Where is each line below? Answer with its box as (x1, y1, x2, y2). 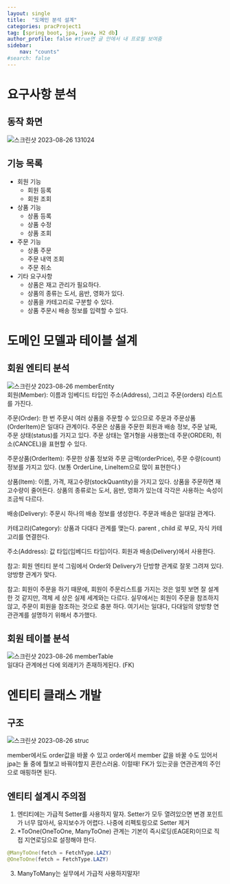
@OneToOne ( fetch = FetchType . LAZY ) (7, 856, 109, 863)
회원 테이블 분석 (7, 632, 70, 644)
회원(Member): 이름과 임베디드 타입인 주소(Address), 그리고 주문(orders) (7, 390, 205, 399)
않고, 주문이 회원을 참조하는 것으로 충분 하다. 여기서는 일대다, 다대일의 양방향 (7, 602, 212, 610)
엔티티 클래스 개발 (7, 687, 102, 703)
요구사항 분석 (7, 87, 77, 102)
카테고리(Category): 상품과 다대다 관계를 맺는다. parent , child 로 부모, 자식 (7, 524, 210, 532)
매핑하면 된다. (19, 768, 57, 777)
